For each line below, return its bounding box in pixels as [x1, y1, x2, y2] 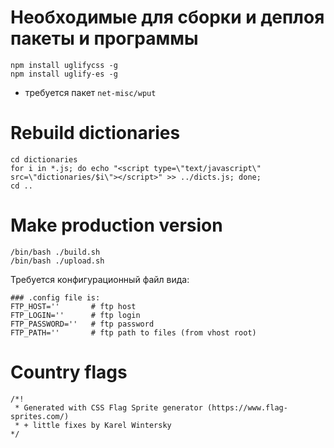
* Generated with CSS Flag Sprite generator [14, 402, 203, 413]
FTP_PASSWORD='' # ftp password [10, 319, 155, 329]
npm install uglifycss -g [10, 60, 118, 70]
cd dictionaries [10, 154, 78, 165]
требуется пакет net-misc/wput [24, 86, 157, 98]
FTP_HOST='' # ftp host [10, 301, 137, 311]
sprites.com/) [10, 411, 70, 421]
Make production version [10, 214, 223, 237]
